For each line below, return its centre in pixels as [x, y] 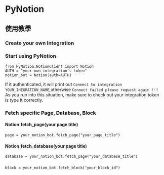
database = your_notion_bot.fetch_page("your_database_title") [72, 157]
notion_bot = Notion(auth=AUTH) [38, 75]
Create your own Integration [40, 43]
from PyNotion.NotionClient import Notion [49, 66]
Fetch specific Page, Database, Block [51, 113]
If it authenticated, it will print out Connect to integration [63, 84]
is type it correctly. [24, 100]
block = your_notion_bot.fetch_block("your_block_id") [63, 168]
